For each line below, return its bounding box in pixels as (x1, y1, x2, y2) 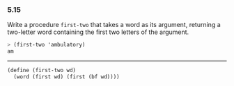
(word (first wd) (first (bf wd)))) (13, 73, 120, 80)
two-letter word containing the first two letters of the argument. (7, 28, 189, 36)
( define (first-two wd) (7, 67, 77, 74)
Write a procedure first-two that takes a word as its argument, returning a (7, 21, 221, 29)
